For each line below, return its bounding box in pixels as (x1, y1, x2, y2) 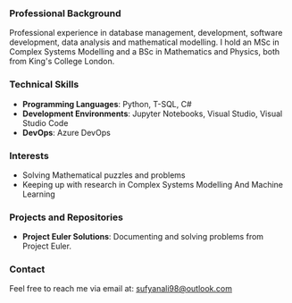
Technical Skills (9, 79, 79, 91)
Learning (21, 189, 55, 199)
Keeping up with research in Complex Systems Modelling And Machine (21, 179, 284, 189)
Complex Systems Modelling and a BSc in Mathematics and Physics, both (9, 46, 280, 57)
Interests (9, 149, 49, 162)
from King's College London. (9, 56, 115, 67)
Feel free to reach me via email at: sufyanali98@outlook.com (9, 283, 232, 294)
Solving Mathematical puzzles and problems (21, 169, 186, 181)
